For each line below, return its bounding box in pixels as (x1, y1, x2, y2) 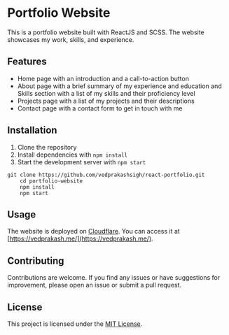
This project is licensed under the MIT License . (7, 320, 143, 328)
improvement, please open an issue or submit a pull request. (7, 281, 182, 290)
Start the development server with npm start (17, 157, 146, 166)
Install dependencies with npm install (17, 150, 128, 159)
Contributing (7, 255, 64, 266)
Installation (7, 124, 57, 136)
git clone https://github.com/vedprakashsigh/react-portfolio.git (7, 171, 205, 178)
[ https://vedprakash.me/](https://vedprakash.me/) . (7, 234, 154, 243)
